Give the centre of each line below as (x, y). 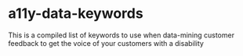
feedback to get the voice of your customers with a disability (106, 43)
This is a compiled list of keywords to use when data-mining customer (121, 35)
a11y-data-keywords (76, 14)
